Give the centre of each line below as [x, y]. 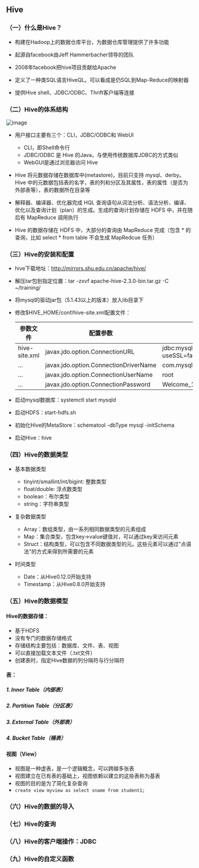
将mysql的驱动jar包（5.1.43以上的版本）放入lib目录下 [79, 300]
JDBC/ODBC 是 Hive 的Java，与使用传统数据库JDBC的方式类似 [101, 155]
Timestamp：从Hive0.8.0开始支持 [64, 584]
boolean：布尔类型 [46, 496]
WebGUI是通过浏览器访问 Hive [61, 162]
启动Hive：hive [33, 438]
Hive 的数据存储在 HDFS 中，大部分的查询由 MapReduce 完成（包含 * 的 [103, 230]
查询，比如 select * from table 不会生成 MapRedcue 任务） [86, 237]
